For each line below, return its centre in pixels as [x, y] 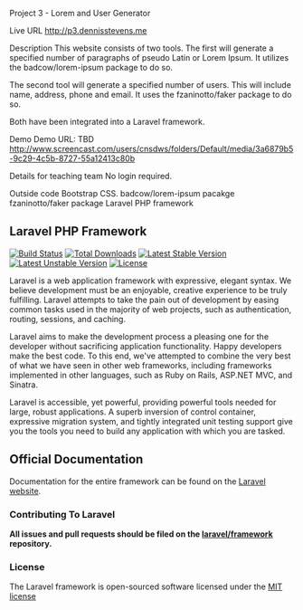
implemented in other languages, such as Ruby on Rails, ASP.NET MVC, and [151, 375]
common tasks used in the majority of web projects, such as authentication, [151, 309]
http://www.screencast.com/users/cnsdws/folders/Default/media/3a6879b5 [151, 149]
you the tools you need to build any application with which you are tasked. [147, 431]
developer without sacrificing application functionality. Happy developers [146, 346]
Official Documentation [76, 459]
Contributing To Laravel [62, 514]
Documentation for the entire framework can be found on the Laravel [138, 481]
